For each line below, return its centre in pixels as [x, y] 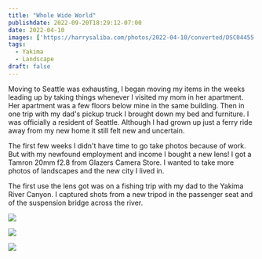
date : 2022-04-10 [36, 30]
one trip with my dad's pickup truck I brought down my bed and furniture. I [129, 114]
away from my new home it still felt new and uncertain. [96, 130]
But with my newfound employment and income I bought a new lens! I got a [130, 154]
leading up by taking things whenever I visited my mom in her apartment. [126, 97]
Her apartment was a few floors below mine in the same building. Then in [126, 105]
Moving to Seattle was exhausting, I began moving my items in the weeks [127, 89]
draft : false [29, 67]
